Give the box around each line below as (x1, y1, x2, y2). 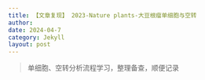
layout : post (8, 41, 51, 49)
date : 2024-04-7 (8, 26, 61, 34)
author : (8, 19, 34, 27)
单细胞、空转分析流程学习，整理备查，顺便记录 (27, 64, 179, 73)
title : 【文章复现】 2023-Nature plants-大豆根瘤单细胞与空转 (8, 11, 197, 20)
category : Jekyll (8, 33, 65, 42)
